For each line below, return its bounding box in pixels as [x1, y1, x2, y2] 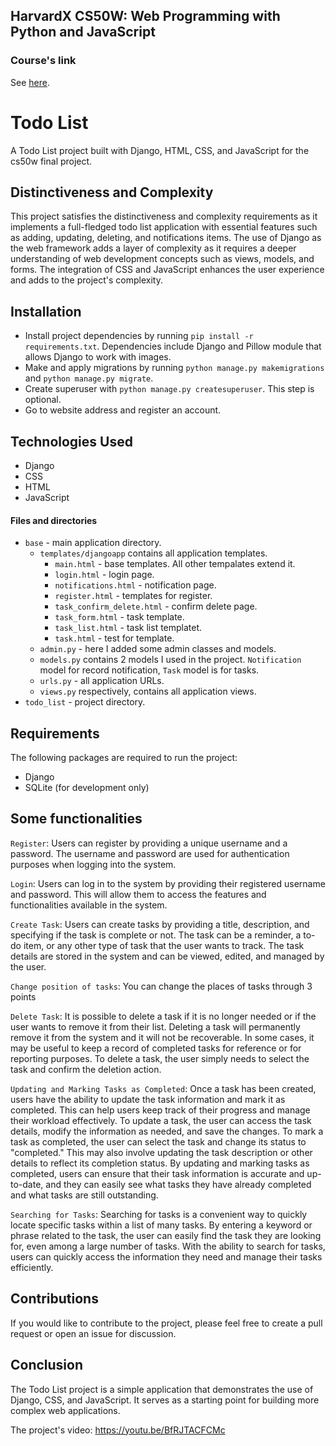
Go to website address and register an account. [24, 404, 222, 416]
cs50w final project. [10, 155, 93, 167]
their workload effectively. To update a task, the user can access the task [10, 1114, 312, 1126]
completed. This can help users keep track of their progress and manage [10, 1104, 311, 1116]
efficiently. [10, 1261, 54, 1273]
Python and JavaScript [10, 24, 156, 41]
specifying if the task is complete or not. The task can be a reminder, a [10, 929, 302, 941]
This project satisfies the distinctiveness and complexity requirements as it [10, 210, 318, 223]
